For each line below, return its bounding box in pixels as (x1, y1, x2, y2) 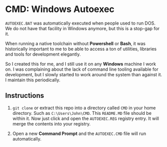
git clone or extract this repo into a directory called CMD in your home (12, 104, 156, 111)
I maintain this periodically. (5, 77, 61, 83)
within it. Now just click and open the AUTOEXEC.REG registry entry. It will (12, 115, 159, 121)
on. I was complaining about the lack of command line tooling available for (5, 66, 159, 72)
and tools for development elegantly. (5, 51, 81, 57)
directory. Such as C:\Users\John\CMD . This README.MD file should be (12, 110, 152, 116)
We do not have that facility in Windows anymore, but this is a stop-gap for (5, 25, 160, 31)
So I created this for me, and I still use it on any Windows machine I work (5, 61, 156, 67)
